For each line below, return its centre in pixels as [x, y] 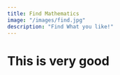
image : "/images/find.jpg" [46, 20]
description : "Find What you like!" [60, 26]
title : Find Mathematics [43, 14]
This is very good [58, 61]
